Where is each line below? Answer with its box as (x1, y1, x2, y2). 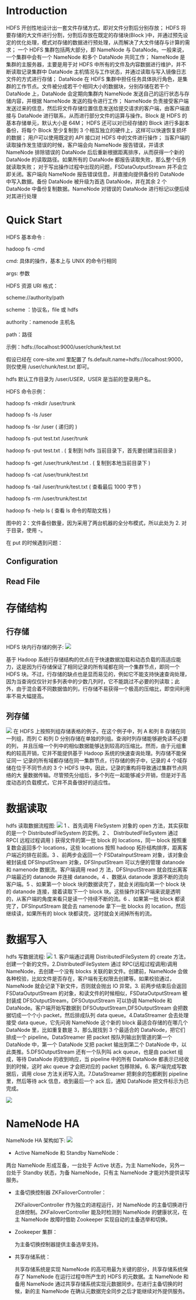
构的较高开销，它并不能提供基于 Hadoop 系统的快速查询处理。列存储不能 (6, 750, 182, 757)
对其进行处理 (6, 192, 37, 200)
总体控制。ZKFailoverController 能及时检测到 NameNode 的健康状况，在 (14, 1209, 188, 1216)
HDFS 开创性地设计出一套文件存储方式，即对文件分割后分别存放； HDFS (6, 24, 180, 31)
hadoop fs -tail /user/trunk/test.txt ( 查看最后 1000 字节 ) (6, 483, 141, 490)
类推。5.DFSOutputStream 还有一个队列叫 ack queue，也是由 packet (10, 1048, 177, 1055)
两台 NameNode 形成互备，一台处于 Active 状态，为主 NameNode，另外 (6, 1162, 180, 1169)
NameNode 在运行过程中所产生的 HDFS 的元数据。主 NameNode (26, 1273, 183, 1280)
